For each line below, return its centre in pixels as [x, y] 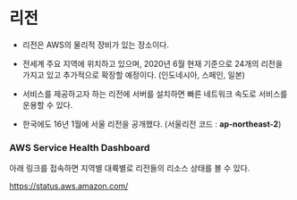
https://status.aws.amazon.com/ [69, 186]
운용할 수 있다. [47, 104]
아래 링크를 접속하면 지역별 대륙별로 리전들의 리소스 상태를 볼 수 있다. [130, 168]
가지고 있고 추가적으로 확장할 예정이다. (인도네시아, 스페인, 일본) [134, 75]
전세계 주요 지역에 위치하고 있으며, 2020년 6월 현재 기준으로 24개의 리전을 [153, 63]
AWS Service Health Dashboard [80, 147]
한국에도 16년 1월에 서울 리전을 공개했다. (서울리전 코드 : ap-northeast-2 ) [152, 124]
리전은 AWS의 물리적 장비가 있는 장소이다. [96, 45]
